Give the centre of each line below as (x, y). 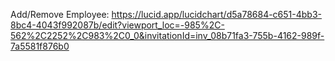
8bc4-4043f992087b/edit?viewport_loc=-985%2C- (117, 25)
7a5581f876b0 (40, 46)
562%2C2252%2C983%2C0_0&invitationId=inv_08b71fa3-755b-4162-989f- (167, 35)
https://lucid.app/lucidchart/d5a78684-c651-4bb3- (217, 14)
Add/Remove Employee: (60, 14)
